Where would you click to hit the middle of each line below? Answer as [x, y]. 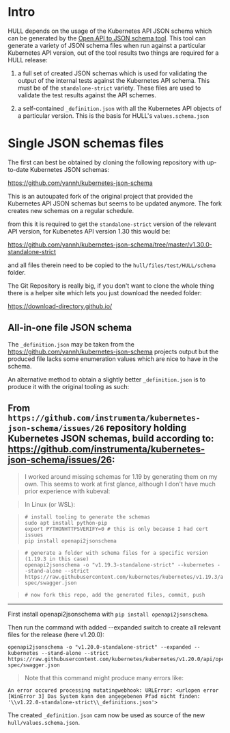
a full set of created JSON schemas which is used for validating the [112, 73]
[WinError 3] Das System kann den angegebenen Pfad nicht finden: [104, 696]
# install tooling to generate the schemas [87, 517]
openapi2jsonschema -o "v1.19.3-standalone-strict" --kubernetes [119, 565]
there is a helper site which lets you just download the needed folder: [105, 293]
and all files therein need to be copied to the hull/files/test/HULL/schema [112, 265]
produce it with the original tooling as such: [69, 386]
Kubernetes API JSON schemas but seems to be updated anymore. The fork [115, 203]
